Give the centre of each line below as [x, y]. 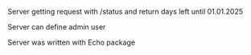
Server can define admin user [57, 27]
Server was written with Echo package [72, 42]
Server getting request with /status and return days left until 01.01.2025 [125, 12]
